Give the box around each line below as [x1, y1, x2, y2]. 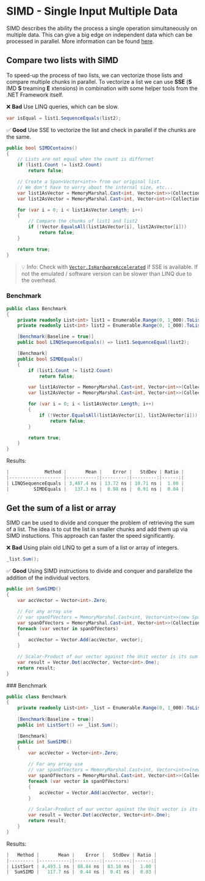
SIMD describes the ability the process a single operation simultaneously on [6, 24, 198, 32]
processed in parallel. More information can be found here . [6, 37, 154, 45]
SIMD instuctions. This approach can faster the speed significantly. [6, 532, 175, 540]
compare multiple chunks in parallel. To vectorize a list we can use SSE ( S [6, 78, 192, 85]
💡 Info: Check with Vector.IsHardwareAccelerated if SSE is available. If [21, 263, 198, 270]
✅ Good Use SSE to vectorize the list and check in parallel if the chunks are [6, 126, 196, 133]
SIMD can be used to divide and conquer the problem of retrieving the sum [6, 519, 195, 527]
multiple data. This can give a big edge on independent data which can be [6, 31, 193, 38]
